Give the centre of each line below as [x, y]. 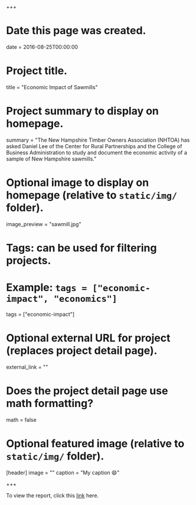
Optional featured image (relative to [95, 443]
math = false [21, 419]
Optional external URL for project [88, 338]
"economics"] [85, 299]
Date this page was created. [76, 31]
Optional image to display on [78, 183]
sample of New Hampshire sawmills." [51, 159]
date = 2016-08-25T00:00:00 [42, 47]
